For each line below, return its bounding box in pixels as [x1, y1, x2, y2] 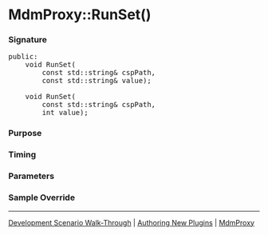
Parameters [8, 170, 54, 181]
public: [8, 52, 38, 62]
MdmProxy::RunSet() [8, 6, 152, 24]
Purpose [8, 128, 42, 139]
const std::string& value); [41, 76, 152, 86]
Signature [8, 34, 48, 46]
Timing [8, 149, 37, 161]
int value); [41, 108, 89, 117]
